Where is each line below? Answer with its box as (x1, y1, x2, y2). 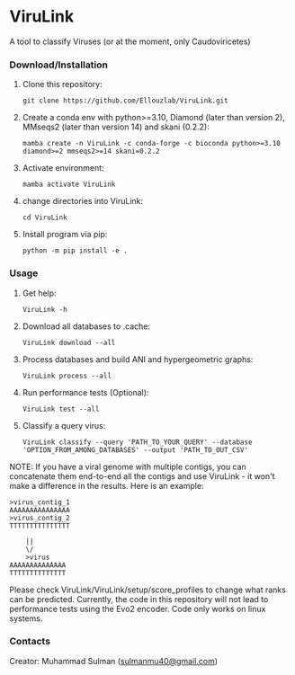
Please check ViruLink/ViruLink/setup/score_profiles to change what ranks (9, 584, 286, 595)
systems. (9, 613, 43, 624)
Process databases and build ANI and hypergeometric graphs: (22, 353, 254, 365)
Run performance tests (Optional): (22, 386, 149, 397)
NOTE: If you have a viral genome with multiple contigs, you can (9, 461, 247, 472)
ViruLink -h (22, 305, 67, 314)
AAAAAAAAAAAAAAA (9, 505, 70, 514)
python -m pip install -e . (22, 246, 128, 255)
